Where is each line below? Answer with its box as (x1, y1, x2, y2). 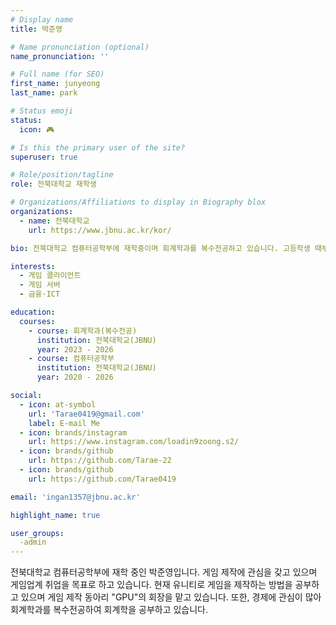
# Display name (10, 14, 74, 25)
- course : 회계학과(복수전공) (28, 326, 138, 336)
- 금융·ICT (19, 289, 61, 300)
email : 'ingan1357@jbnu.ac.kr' (10, 492, 141, 502)
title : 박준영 (10, 24, 63, 34)
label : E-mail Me (28, 418, 101, 428)
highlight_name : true (10, 510, 101, 520)
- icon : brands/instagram (19, 427, 128, 438)
